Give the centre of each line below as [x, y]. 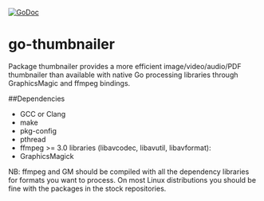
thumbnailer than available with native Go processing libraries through [123, 75]
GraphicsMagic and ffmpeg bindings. [69, 83]
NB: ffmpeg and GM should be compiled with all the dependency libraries [129, 172]
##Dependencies [37, 99]
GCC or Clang [43, 114]
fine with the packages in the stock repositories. [87, 188]
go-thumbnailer [62, 44]
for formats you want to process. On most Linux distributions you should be [132, 180]
